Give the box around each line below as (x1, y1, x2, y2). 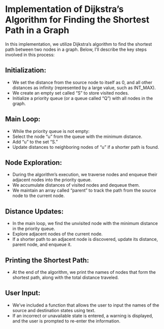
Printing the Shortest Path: (5, 256, 89, 264)
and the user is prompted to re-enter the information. (12, 318, 120, 324)
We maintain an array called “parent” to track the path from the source (12, 188, 156, 194)
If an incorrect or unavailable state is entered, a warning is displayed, (12, 313, 154, 319)
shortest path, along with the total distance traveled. (12, 275, 119, 280)
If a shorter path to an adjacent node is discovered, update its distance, (12, 236, 159, 242)
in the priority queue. (12, 225, 55, 232)
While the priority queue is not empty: (12, 128, 90, 134)
